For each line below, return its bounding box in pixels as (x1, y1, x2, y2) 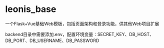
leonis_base (5, 3, 56, 15)
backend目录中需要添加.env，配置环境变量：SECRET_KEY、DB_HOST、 (5, 31, 154, 37)
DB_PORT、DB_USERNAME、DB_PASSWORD (5, 37, 99, 43)
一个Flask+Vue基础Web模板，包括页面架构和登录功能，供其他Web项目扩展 (5, 20, 159, 26)
